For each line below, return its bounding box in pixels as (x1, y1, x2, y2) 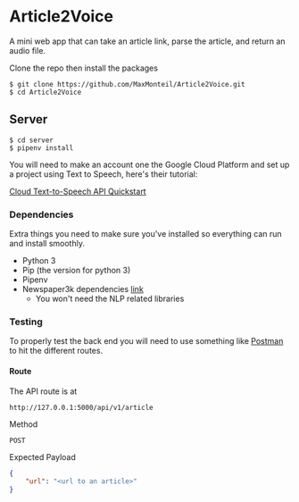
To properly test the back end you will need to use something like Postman (9, 336, 284, 347)
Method (9, 418, 38, 430)
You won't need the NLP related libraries (35, 293, 185, 305)
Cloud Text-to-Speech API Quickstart (9, 186, 146, 197)
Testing (9, 315, 43, 328)
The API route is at (9, 386, 78, 397)
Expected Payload (9, 451, 76, 462)
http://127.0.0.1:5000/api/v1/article (9, 403, 154, 412)
